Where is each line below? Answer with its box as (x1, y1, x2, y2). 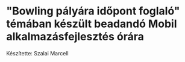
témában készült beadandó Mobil (6, 17, 177, 31)
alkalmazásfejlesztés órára (6, 30, 145, 43)
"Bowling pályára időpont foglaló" (6, 4, 180, 18)
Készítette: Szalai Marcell (6, 49, 69, 57)
